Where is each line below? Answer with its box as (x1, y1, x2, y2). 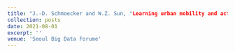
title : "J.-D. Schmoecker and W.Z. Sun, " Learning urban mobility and (7, 10, 218, 17)
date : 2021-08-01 (7, 23, 58, 30)
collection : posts (7, 17, 61, 23)
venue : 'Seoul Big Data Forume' (7, 36, 101, 43)
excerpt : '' (7, 29, 42, 36)
